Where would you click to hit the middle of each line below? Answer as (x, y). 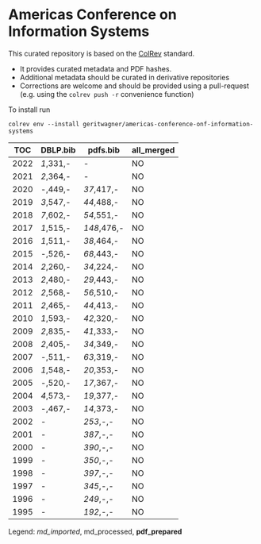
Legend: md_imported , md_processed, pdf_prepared (95, 531)
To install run (29, 110)
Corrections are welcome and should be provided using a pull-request (134, 86)
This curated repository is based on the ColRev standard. (102, 53)
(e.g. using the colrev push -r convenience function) (107, 94)
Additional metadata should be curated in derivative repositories (125, 77)
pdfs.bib (104, 150)
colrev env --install (44, 124)
